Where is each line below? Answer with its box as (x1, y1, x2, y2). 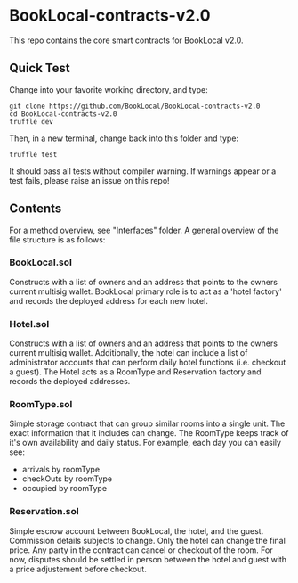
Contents (9, 201, 62, 217)
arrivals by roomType (21, 464, 101, 475)
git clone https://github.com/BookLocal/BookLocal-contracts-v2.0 (9, 102, 261, 111)
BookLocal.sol (9, 256, 73, 268)
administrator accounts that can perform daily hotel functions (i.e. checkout (9, 357, 286, 368)
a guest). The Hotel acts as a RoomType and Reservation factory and (9, 366, 262, 377)
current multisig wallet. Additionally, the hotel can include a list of (9, 348, 248, 358)
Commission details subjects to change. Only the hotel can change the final (9, 535, 286, 546)
